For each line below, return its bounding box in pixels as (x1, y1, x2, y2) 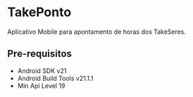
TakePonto (7, 4, 72, 20)
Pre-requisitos (7, 48, 73, 60)
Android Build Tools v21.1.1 (17, 74, 94, 82)
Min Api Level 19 (17, 82, 66, 90)
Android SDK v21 (17, 66, 67, 75)
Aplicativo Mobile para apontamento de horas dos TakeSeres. (7, 27, 187, 36)
